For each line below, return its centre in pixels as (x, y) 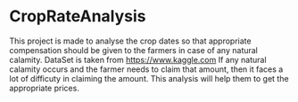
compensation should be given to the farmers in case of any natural (134, 50)
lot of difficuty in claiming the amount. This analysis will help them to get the (149, 78)
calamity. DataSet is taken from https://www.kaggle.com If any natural (138, 59)
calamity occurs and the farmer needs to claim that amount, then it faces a (146, 69)
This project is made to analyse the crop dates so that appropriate (130, 41)
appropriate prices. (45, 88)
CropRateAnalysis (78, 16)
